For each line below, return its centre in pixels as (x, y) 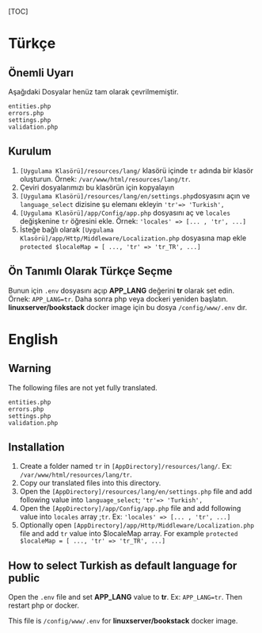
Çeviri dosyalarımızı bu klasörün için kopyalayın (97, 187)
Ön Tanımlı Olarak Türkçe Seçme (90, 272)
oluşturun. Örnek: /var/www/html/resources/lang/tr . (105, 178)
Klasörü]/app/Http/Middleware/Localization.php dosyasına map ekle (133, 238)
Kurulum (30, 151)
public (24, 578)
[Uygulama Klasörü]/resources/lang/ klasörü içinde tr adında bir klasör (136, 171)
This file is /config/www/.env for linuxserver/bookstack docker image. (123, 621)
